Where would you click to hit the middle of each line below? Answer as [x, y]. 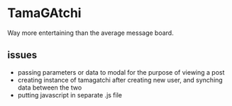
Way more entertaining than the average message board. [90, 33]
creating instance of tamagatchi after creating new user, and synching [120, 80]
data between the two [50, 88]
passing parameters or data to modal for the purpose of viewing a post [121, 72]
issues [22, 55]
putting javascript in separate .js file [70, 95]
